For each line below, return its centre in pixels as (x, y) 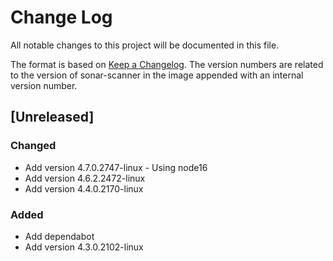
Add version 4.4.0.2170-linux (84, 188)
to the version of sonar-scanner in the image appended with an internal (157, 75)
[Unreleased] (52, 117)
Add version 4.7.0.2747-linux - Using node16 (116, 167)
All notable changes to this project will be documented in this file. (145, 45)
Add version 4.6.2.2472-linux (85, 178)
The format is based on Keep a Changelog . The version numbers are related (167, 64)
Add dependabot (59, 236)
